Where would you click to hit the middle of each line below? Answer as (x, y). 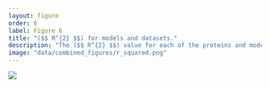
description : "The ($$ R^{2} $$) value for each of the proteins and (127, 46)
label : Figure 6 (35, 30)
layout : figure (34, 16)
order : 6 (23, 23)
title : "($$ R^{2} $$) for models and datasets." (93, 38)
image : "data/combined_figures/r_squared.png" (88, 53)
